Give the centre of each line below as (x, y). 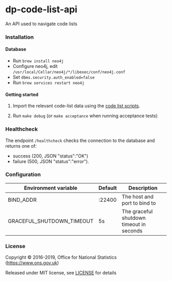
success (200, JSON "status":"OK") (50, 156)
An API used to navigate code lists (41, 24)
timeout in (134, 224)
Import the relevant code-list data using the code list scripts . (77, 106)
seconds (132, 231)
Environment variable (51, 188)
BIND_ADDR (22, 200)
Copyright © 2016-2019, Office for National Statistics (61, 257)
